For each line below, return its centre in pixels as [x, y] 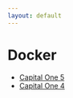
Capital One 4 [42, 85]
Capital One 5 [42, 77]
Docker [32, 55]
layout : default [34, 16]
